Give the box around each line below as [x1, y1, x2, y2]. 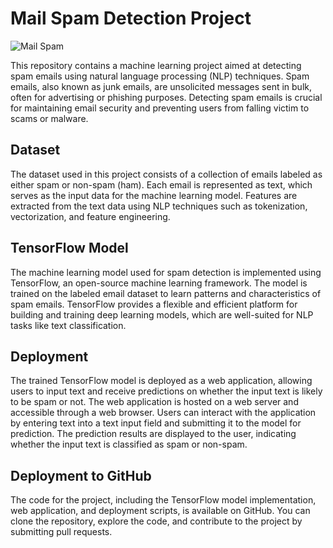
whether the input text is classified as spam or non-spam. [10, 438, 248, 451]
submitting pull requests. [10, 526, 113, 538]
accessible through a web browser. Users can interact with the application [10, 407, 317, 419]
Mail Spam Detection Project [10, 7, 252, 30]
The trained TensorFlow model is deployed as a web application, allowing [10, 375, 313, 387]
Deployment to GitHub [10, 467, 152, 484]
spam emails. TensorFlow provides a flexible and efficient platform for [10, 298, 298, 310]
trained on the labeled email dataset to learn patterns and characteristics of [10, 287, 322, 299]
